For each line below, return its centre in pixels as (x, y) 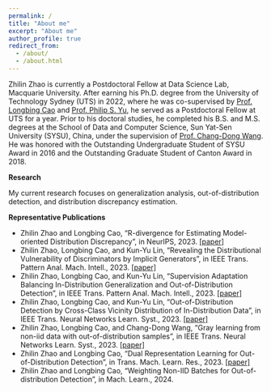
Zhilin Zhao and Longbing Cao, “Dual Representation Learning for (129, 353)
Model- (235, 232)
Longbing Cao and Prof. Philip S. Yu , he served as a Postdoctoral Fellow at (132, 109)
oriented (34, 241)
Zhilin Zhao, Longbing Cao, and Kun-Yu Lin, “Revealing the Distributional (140, 250)
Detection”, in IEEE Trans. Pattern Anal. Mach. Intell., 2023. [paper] (131, 293)
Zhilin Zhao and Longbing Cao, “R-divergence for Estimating (121, 232)
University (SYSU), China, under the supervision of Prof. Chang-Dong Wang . (136, 135)
